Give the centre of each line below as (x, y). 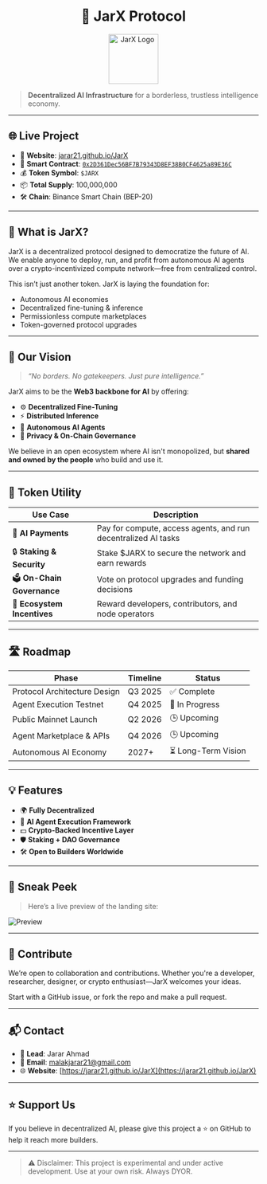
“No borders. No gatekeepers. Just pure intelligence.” (116, 376)
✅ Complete (192, 691)
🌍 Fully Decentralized (57, 810)
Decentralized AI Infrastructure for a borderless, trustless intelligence (143, 95)
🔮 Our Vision (40, 357)
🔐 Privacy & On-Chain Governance (78, 436)
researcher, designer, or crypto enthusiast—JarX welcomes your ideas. (125, 982)
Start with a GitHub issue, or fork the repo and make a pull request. (118, 997)
